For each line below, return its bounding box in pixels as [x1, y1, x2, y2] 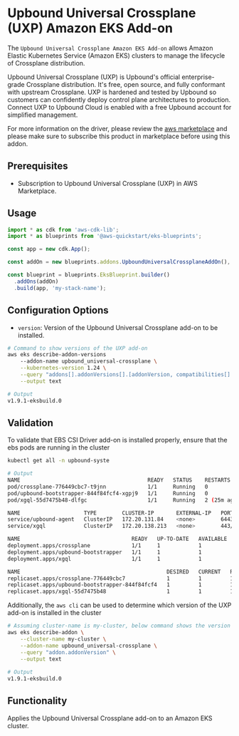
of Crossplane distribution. [7, 58, 85, 67]
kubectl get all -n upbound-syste [7, 457, 110, 465]
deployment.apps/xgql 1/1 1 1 [7, 555, 202, 562]
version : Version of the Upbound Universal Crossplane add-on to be [17, 323, 218, 332]
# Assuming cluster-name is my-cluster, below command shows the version [7, 622, 231, 630]
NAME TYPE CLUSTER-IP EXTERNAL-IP [7, 509, 212, 517]
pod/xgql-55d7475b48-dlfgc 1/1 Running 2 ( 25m [7, 497, 224, 504]
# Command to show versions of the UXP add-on [7, 344, 148, 352]
